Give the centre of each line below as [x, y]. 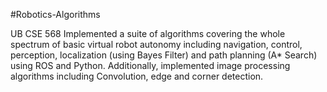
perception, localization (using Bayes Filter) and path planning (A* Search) [164, 55]
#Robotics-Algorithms [55, 14]
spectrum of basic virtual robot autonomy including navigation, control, [156, 44]
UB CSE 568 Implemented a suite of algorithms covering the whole [148, 33]
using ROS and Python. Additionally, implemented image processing [150, 65]
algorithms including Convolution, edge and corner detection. [137, 76]
